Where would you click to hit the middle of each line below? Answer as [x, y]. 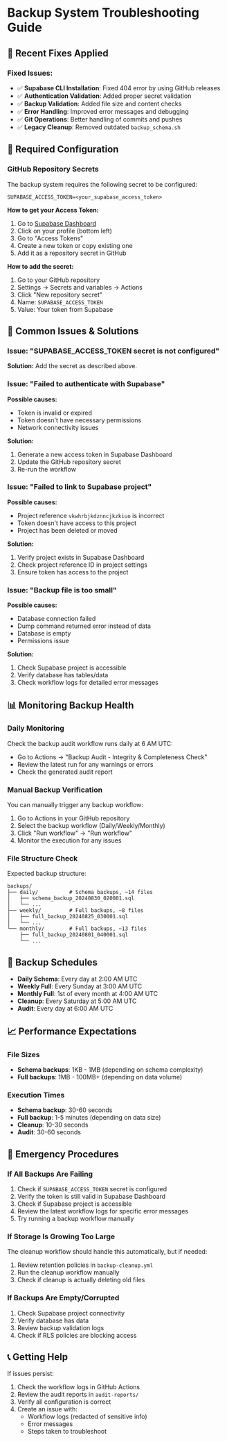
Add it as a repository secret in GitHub [72, 253]
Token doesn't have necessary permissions [79, 420]
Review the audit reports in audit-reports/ [78, 1395]
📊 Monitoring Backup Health [71, 705]
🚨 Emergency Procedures [63, 1154]
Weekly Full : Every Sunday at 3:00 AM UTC [80, 986]
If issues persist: [30, 1374]
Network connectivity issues [58, 427]
